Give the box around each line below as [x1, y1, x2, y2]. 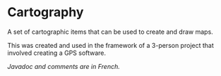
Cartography [7, 4, 84, 20]
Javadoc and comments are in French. [7, 62, 120, 70]
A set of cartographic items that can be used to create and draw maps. [7, 27, 213, 36]
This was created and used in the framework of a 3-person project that [7, 41, 214, 49]
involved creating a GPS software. [7, 49, 107, 57]
